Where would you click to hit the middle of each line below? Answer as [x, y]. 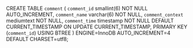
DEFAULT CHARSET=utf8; [37, 39]
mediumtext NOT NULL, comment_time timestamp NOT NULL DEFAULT [90, 21]
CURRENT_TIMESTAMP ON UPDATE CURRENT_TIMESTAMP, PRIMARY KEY [97, 27]
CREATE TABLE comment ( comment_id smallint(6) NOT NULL [77, 8]
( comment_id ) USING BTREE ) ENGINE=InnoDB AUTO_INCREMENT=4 [88, 33]
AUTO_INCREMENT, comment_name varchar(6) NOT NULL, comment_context [95, 14]
